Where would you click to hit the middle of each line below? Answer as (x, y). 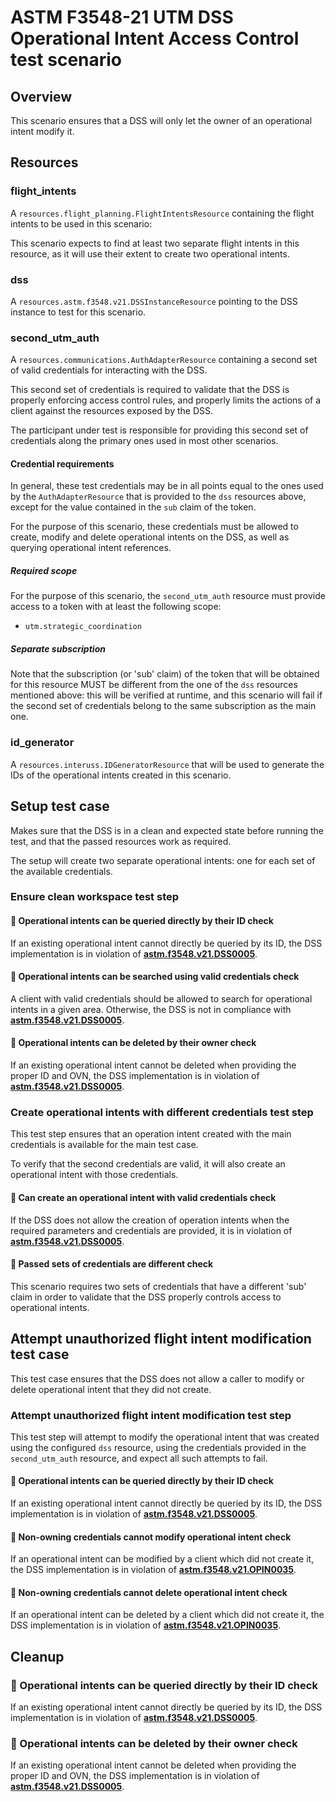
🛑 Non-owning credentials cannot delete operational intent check (149, 1592)
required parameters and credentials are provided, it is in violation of (151, 1230)
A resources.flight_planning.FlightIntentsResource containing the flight (162, 213)
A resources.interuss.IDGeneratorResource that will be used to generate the (167, 764)
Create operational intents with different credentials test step (162, 1112)
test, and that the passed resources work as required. (121, 841)
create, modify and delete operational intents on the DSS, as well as (150, 537)
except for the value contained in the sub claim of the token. (133, 507)
